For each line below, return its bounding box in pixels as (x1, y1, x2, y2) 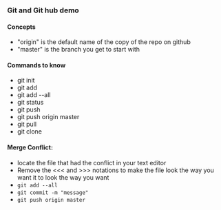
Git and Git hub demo (7, 6, 79, 15)
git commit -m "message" (17, 189, 89, 196)
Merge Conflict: (7, 143, 54, 151)
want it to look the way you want (17, 173, 109, 181)
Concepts (7, 23, 36, 31)
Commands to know (7, 61, 66, 69)
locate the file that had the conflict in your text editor (17, 158, 167, 167)
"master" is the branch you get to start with (17, 45, 140, 54)
